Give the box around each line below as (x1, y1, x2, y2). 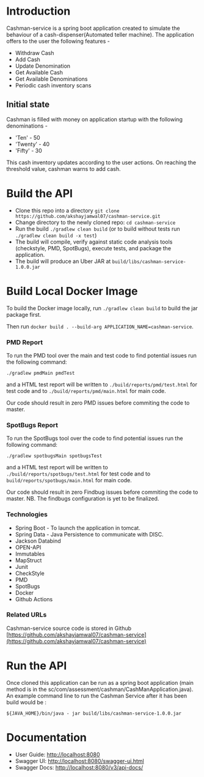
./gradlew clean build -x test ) (15, 231, 97, 239)
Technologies (6, 510, 48, 519)
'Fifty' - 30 (15, 146, 43, 154)
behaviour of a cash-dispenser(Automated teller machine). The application (6, 31, 194, 38)
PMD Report (6, 338, 43, 346)
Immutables (15, 550, 45, 557)
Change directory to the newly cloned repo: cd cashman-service (15, 219, 176, 226)
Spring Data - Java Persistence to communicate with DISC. (15, 530, 164, 538)
